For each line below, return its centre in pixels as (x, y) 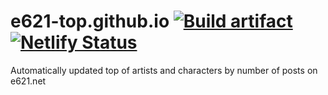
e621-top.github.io (90, 21)
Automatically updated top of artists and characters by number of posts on (164, 70)
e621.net (28, 81)
